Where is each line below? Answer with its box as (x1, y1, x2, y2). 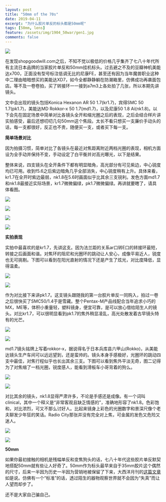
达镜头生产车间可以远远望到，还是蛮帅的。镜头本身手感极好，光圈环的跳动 (5, 351, 157, 358)
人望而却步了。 (5, 481, 36, 487)
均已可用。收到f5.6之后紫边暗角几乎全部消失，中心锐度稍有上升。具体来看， (5, 168, 161, 174)
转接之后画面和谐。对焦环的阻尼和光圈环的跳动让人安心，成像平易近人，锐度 (5, 250, 161, 257)
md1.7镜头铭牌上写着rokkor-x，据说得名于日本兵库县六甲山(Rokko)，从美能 (5, 346, 158, 351)
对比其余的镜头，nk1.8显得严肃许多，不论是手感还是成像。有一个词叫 (5, 393, 146, 399)
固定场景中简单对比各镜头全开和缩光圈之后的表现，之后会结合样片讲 (22, 112, 161, 117)
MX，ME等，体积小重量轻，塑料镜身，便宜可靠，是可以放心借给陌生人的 (5, 304, 153, 310)
